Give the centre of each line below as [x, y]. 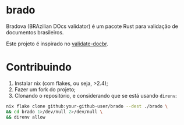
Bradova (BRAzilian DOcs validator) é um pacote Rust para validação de [92, 26]
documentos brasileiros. [35, 32]
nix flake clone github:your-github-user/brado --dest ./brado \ [87, 106]
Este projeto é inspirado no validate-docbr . [57, 44]
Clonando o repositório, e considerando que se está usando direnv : [96, 95]
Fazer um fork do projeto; [45, 89]
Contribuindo [39, 67]
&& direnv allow [26, 117]
